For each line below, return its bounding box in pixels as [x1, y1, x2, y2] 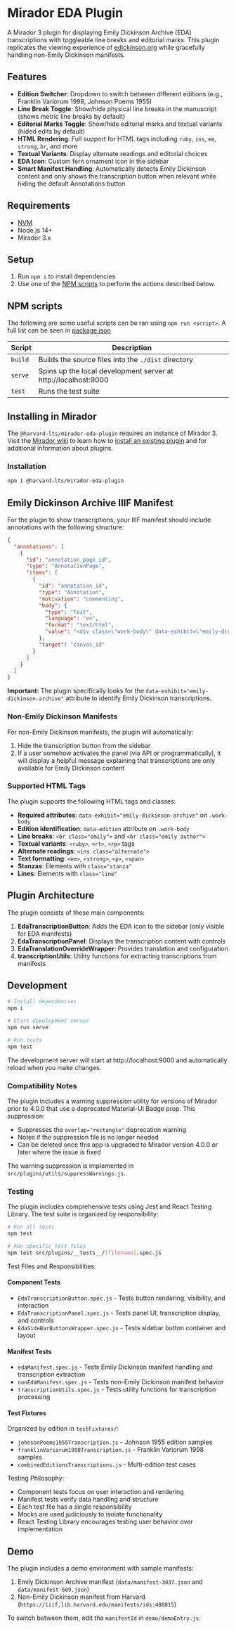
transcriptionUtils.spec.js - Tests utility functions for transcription [17, 1385, 216, 1393]
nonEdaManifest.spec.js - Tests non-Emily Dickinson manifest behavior [17, 1378, 224, 1386]
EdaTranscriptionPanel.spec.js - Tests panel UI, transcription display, [17, 1309, 221, 1317]
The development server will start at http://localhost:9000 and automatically [7, 1056, 228, 1064]
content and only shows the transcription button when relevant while [17, 172, 216, 180]
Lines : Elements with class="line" [17, 869, 118, 877]
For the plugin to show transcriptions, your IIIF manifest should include [7, 515, 211, 524]
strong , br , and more [17, 142, 78, 150]
